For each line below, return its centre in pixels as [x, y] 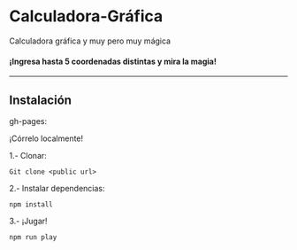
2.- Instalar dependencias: [57, 188]
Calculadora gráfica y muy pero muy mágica [90, 41]
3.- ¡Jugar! [28, 221]
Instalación [41, 100]
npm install [31, 204]
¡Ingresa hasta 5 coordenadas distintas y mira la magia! [113, 61]
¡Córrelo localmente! [46, 138]
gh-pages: [28, 121]
